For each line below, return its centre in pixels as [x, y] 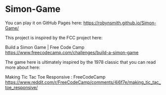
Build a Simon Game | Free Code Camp [45, 47]
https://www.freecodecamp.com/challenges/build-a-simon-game [72, 52]
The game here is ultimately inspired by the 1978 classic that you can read [81, 62]
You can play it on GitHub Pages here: [44, 23]
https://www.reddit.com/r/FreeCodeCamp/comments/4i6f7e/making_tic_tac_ [83, 82]
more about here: [23, 67]
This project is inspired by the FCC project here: [54, 38]
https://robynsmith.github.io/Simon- [120, 23]
